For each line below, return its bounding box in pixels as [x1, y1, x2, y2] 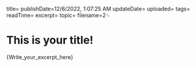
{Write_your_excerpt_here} [6, 53, 73, 60]
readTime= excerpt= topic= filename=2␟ [6, 12, 110, 19]
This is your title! [6, 33, 94, 48]
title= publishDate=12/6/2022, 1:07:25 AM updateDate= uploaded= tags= [6, 5, 190, 12]
